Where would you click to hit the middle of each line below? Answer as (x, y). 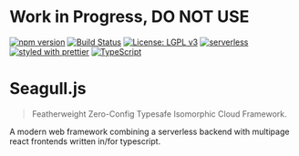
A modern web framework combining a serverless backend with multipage (149, 131)
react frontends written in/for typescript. (85, 141)
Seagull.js (48, 89)
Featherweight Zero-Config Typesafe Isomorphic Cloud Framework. (159, 114)
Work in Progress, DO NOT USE (129, 17)
